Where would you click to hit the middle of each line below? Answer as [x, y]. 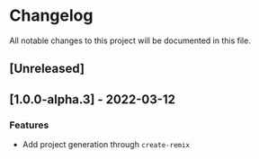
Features [29, 125]
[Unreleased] [47, 69]
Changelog [51, 16]
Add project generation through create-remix [106, 145]
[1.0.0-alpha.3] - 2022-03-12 [92, 99]
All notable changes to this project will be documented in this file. [130, 40]
